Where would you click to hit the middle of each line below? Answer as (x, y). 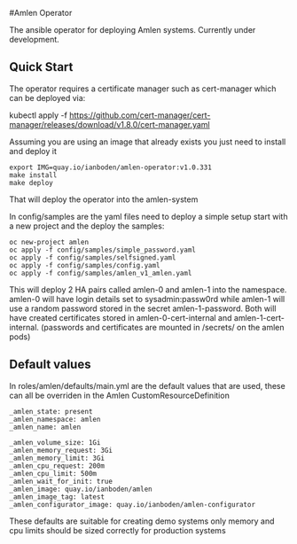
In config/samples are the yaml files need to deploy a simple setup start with (148, 216)
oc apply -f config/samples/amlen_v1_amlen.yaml (101, 273)
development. (34, 39)
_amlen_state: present (51, 411)
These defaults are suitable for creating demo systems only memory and (142, 521)
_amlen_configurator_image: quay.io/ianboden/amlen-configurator (132, 504)
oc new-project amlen (49, 242)
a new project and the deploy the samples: (87, 226)
